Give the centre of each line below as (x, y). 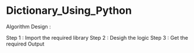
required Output (25, 44)
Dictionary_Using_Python (69, 11)
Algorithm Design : (28, 26)
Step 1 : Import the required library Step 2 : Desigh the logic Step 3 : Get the (97, 37)
